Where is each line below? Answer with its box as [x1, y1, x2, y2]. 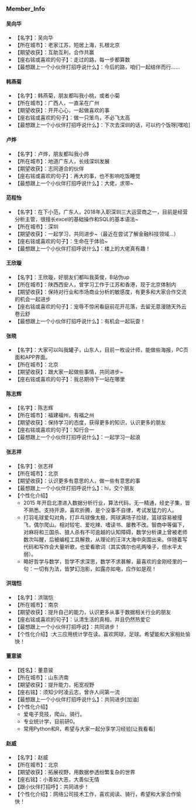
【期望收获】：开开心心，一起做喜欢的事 [14, 107, 110, 114]
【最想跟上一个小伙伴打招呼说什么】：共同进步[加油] [14, 696, 139, 703]
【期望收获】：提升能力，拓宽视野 [14, 681, 95, 688]
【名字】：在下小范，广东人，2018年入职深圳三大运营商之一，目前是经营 [14, 208, 188, 215]
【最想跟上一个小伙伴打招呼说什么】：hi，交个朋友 [14, 484, 135, 491]
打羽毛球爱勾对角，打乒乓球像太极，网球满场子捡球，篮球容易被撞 [23, 514, 183, 521]
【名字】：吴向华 [14, 34, 54, 41]
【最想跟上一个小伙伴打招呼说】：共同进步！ [14, 623, 120, 630]
